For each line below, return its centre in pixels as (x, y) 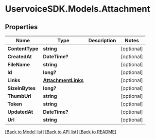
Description (102, 41)
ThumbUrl (19, 96)
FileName (19, 64)
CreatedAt (20, 57)
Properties (21, 27)
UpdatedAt (20, 112)
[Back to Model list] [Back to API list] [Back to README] (61, 132)
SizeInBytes (22, 88)
